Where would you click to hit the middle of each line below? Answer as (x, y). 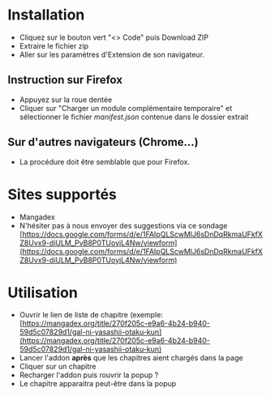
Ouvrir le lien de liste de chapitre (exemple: (91, 315)
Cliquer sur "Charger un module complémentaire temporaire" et (126, 108)
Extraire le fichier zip (54, 45)
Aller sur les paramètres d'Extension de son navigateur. (112, 54)
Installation (46, 15)
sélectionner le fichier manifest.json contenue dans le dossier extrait (134, 117)
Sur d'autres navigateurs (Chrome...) (103, 142)
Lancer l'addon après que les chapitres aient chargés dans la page (131, 358)
